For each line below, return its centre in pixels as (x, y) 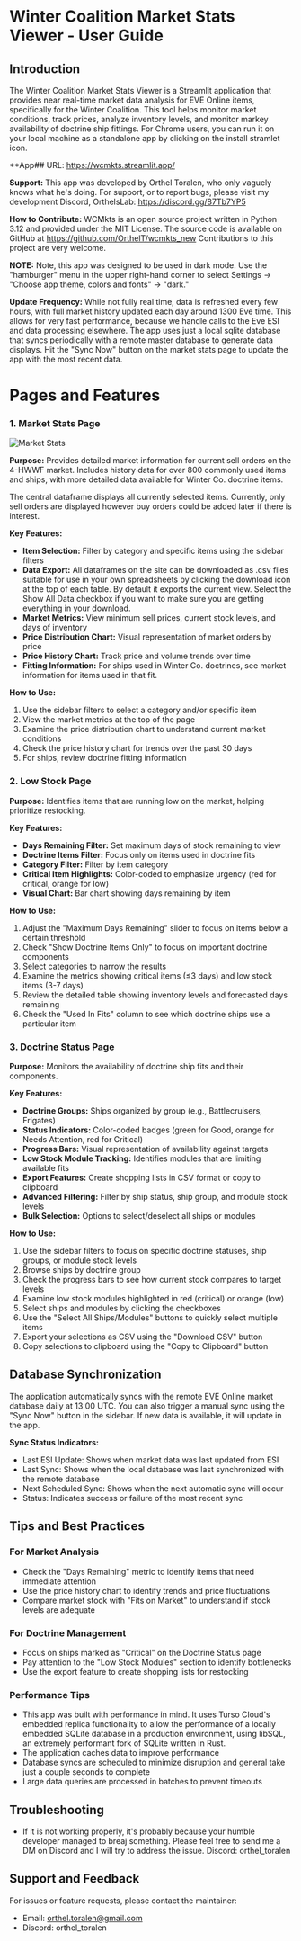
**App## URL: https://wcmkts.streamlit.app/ (92, 165)
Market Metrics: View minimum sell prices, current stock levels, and (149, 618)
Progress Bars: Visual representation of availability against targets (145, 1149)
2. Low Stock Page (50, 782)
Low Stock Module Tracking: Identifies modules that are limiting (142, 1158)
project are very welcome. (58, 248)
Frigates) (39, 1121)
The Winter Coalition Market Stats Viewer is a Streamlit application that (140, 90)
